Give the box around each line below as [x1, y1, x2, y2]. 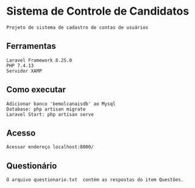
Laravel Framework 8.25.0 [6, 57, 72, 63]
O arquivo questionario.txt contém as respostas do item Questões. [6, 177, 184, 183]
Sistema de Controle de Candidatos [6, 4, 190, 18]
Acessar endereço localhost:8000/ [6, 144, 94, 150]
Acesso [6, 128, 36, 138]
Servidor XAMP [6, 68, 43, 74]
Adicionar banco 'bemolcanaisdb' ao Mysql [6, 101, 116, 107]
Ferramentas [6, 41, 56, 51]
